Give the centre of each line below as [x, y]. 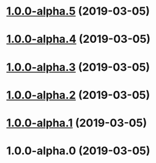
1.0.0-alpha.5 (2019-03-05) [78, 11]
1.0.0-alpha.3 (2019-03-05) [78, 67]
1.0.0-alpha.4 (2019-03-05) [79, 39]
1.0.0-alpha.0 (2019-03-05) [78, 151]
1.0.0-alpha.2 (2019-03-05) [78, 95]
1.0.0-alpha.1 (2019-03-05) [77, 123]
